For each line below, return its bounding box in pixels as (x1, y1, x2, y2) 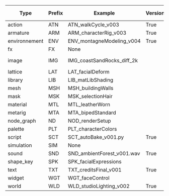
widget (8, 174, 24, 181)
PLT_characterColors (67, 126, 117, 132)
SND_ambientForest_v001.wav (67, 150, 140, 157)
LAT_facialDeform (67, 68, 110, 75)
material (8, 101, 27, 108)
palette (8, 126, 24, 132)
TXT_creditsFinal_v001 (67, 166, 122, 173)
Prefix (48, 10, 63, 17)
